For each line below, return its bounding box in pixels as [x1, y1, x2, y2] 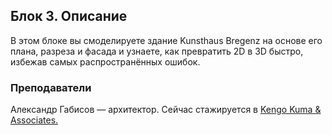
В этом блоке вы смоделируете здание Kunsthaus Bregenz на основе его [10, 34, 323, 46]
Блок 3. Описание [10, 8, 128, 25]
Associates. [10, 114, 59, 126]
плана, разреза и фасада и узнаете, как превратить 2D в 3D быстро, [10, 45, 304, 57]
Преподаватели [10, 80, 92, 94]
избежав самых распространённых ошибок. [10, 55, 201, 68]
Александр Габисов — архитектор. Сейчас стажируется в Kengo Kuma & [10, 104, 322, 116]
